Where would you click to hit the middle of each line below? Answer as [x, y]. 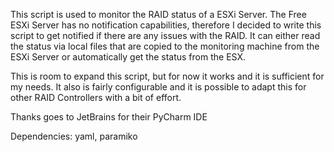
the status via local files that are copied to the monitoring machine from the [165, 46]
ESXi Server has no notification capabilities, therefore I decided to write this [166, 25]
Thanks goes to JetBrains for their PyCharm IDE [109, 117]
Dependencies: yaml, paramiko [74, 136]
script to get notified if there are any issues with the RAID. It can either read [165, 35]
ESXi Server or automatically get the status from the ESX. [128, 57]
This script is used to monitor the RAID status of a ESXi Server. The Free [158, 14]
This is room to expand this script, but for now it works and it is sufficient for [167, 76]
